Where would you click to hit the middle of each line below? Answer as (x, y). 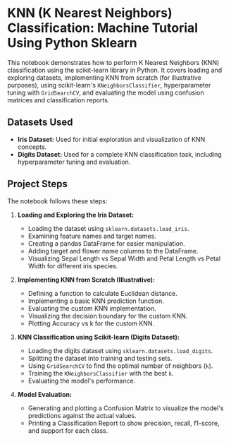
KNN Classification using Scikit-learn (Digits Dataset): (98, 337)
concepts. (32, 147)
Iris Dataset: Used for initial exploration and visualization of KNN (111, 139)
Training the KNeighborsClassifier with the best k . (101, 373)
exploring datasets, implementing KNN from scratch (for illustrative (105, 77)
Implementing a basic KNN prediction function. (96, 301)
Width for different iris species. (73, 265)
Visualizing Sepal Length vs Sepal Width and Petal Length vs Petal (124, 258)
